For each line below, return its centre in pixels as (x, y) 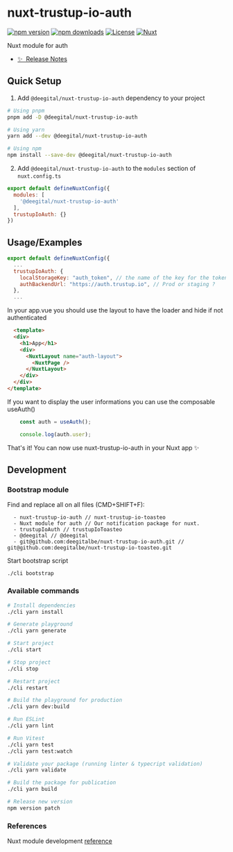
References (27, 826)
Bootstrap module (38, 490)
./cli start (24, 650)
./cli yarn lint (31, 726)
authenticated (27, 318)
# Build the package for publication (62, 783)
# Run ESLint (26, 719)
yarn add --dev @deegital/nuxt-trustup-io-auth (77, 136)
